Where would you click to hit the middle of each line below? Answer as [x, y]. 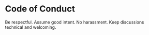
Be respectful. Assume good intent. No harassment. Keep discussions [74, 22]
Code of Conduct [40, 9]
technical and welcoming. [31, 27]
